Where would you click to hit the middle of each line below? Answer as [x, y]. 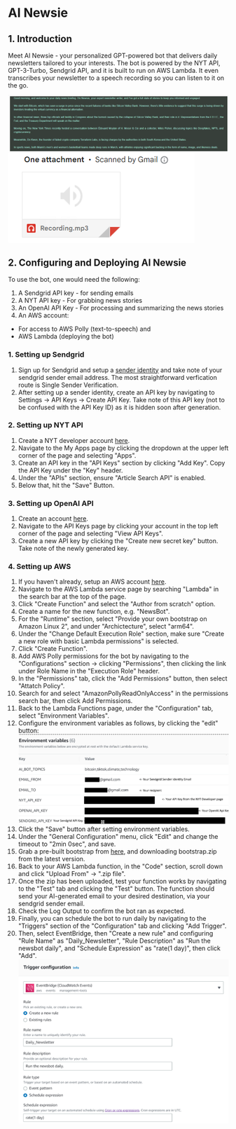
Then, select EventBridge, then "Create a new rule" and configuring [116, 933]
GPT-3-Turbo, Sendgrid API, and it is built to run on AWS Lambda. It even [113, 70]
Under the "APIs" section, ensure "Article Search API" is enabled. [112, 477]
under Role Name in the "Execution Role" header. [89, 671]
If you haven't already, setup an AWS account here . [92, 582]
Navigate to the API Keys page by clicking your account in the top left [118, 526]
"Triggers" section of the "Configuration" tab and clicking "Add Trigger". [122, 926]
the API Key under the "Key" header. [70, 470]
